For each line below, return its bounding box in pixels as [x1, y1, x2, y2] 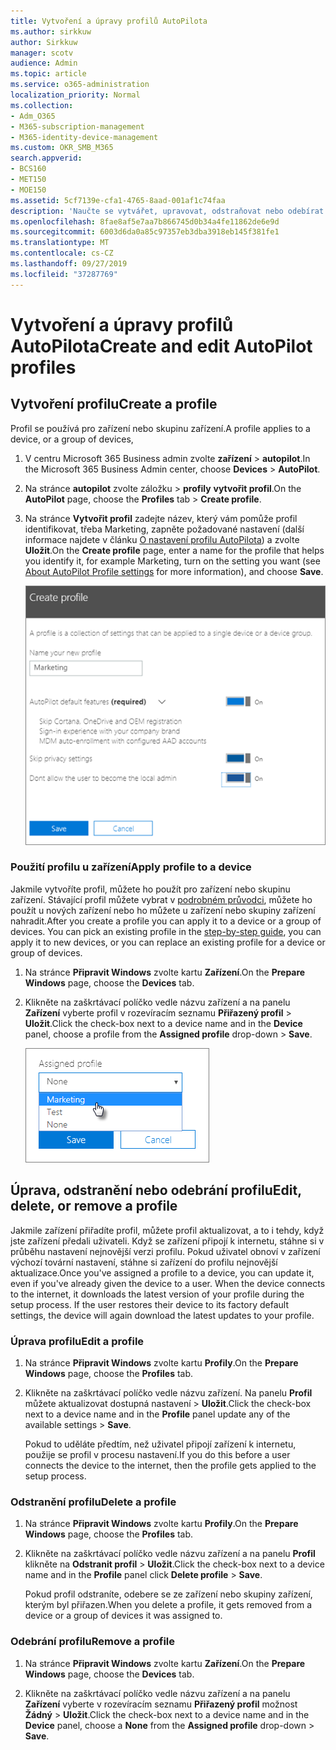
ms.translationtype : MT [10, 238, 110, 248]
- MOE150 [10, 185, 47, 195]
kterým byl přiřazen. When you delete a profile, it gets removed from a [24, 1599, 313, 1611]
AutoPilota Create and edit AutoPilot [10, 335, 313, 357]
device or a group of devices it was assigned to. [24, 1610, 223, 1622]
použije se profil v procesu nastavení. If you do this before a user [24, 1448, 291, 1460]
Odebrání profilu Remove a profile [10, 1635, 176, 1649]
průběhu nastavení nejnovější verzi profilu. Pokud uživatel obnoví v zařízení [10, 1245, 321, 1257]
